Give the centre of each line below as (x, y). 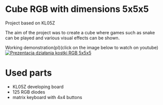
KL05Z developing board (38, 87)
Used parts (28, 73)
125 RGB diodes (29, 92)
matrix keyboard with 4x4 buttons (47, 97)
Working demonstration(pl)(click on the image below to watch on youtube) (82, 47)
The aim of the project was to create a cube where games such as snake (80, 32)
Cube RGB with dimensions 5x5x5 (77, 9)
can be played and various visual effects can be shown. (62, 38)
